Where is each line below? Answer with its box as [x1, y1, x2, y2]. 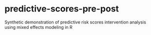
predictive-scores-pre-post [4, 3, 119, 14]
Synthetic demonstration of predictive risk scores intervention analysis [4, 19, 147, 25]
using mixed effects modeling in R [4, 24, 73, 30]
